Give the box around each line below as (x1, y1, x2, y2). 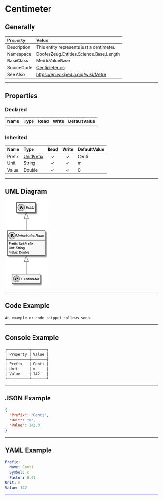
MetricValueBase (36, 58, 70, 64)
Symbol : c (9, 470, 29, 475)
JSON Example (5, 394, 51, 402)
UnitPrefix (23, 154, 44, 160)
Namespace (7, 51, 32, 57)
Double (23, 167, 38, 173)
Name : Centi (9, 465, 34, 470)
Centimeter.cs (36, 64, 65, 70)
